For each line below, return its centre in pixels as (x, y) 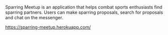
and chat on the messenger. (34, 17)
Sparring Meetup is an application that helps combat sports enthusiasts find (84, 7)
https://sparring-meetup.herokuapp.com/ (48, 27)
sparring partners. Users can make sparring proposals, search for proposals (84, 12)
